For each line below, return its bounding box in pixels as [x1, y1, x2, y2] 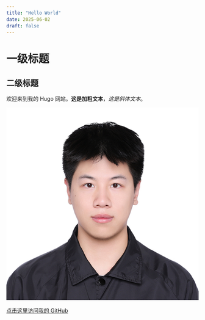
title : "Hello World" [6, 10, 62, 16]
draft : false [6, 23, 40, 29]
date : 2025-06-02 [6, 16, 51, 23]
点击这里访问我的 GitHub [6, 307, 68, 315]
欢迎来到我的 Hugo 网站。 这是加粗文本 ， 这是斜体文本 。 [6, 95, 146, 103]
